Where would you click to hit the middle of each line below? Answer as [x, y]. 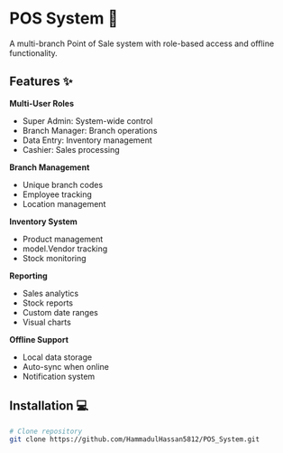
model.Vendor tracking [65, 249]
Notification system [59, 376]
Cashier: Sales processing [71, 149]
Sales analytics [50, 293]
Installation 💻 [49, 406]
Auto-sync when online [66, 366]
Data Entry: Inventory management [87, 140]
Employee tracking [57, 194]
